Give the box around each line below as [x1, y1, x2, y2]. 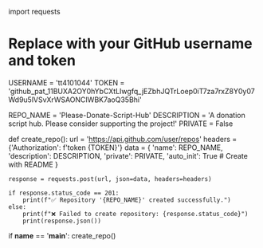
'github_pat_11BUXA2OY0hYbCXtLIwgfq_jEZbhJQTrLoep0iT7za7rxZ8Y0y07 [8, 86, 255, 96]
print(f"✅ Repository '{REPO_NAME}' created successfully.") [22, 195, 231, 204]
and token [8, 52, 76, 70]
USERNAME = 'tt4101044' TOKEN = [8, 77, 125, 87]
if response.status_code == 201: [8, 189, 120, 197]
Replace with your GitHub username [8, 35, 253, 53]
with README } [8, 159, 58, 169]
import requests [8, 7, 61, 16]
